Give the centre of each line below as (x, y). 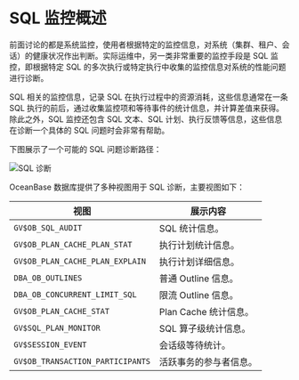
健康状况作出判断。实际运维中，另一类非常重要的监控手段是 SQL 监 (155, 55)
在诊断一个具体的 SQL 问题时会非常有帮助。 (89, 130)
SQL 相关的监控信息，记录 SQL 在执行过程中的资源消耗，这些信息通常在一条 (149, 97)
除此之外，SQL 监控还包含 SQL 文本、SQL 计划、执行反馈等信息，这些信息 (146, 119)
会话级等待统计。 (195, 345)
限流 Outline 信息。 (198, 295)
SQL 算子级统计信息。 (205, 328)
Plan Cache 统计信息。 (206, 311)
